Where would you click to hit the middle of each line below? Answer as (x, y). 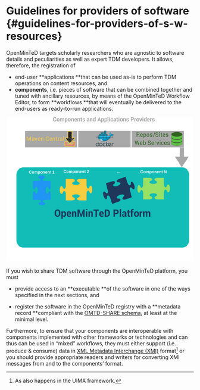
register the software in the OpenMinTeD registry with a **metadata (98, 307)
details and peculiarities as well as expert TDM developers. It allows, (90, 59)
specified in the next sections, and (57, 295)
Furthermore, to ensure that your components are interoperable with (90, 331)
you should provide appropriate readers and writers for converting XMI (93, 357)
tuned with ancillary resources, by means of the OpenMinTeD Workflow (102, 96)
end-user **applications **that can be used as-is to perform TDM (96, 77)
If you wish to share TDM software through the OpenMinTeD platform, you (97, 271)
